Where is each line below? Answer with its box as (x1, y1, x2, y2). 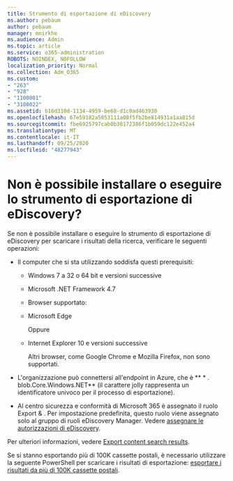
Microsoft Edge (27, 311, 72, 320)
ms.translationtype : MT (7, 127, 77, 134)
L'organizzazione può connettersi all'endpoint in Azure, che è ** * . (17, 373, 210, 381)
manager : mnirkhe (7, 29, 58, 37)
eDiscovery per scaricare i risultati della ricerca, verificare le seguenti (7, 237, 207, 245)
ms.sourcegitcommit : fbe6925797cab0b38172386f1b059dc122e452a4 (7, 120, 195, 128)
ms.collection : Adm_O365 (7, 68, 80, 75)
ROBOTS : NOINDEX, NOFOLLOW (7, 56, 86, 63)
